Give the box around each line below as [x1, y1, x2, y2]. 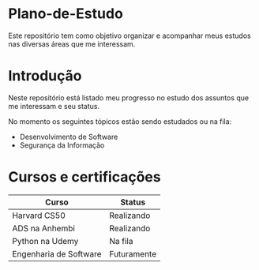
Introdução [8, 67, 82, 85]
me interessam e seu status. [8, 101, 100, 111]
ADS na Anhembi [12, 223, 75, 234]
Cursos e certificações [8, 168, 161, 186]
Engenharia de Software [12, 248, 102, 259]
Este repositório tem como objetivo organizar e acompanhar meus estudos [8, 31, 251, 40]
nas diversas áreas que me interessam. [8, 39, 136, 48]
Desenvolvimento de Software [19, 132, 118, 141]
